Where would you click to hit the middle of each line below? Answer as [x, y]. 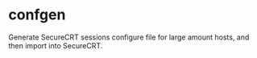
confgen [37, 15]
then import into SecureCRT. [56, 45]
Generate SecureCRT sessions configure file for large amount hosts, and [129, 37]
